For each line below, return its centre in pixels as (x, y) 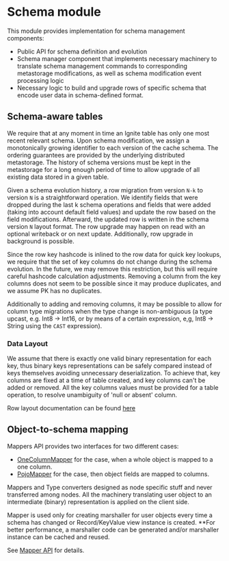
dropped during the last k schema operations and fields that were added (109, 204)
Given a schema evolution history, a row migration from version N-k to (105, 190)
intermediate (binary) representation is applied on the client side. (98, 501)
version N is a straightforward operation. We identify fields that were (103, 197)
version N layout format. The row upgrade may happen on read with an (106, 226)
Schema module (54, 12)
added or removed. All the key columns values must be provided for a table (113, 388)
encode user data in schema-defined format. (80, 95)
